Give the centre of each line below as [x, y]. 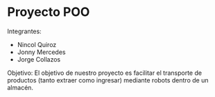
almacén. [20, 87]
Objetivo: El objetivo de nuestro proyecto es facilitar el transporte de [105, 73]
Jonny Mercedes [41, 52]
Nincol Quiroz [37, 44]
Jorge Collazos [39, 59]
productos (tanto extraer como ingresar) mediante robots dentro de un [108, 80]
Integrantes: [24, 31]
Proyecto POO [49, 12]
